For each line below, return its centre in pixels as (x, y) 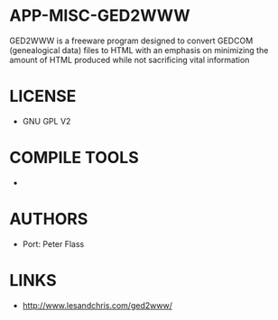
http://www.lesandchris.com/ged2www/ (97, 305)
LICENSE (43, 96)
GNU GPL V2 (46, 121)
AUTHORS (49, 219)
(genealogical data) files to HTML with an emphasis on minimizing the (139, 50)
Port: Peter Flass (53, 243)
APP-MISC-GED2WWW (100, 16)
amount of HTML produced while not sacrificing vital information (130, 59)
